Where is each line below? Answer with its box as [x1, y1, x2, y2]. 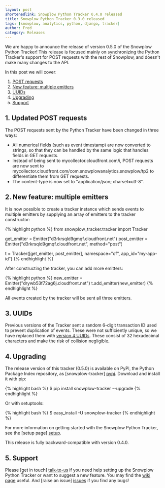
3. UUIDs [5, 309, 33, 318]
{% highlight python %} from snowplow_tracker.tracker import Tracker [5, 226, 148, 232]
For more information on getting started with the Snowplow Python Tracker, [5, 425, 159, 431]
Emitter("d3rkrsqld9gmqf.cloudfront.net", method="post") [5, 241, 123, 247]
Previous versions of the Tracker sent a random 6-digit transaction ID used [5, 322, 157, 328]
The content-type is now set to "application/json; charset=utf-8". [12, 178, 144, 184]
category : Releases [5, 30, 45, 35]
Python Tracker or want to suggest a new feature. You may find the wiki [5, 472, 151, 478]
